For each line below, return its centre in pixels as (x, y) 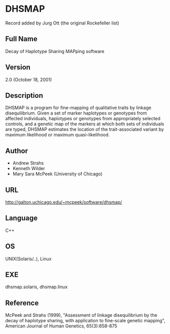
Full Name (21, 39)
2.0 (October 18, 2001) (29, 79)
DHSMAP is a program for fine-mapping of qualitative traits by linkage (78, 108)
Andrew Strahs (28, 163)
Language (22, 218)
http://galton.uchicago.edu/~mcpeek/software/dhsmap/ (64, 202)
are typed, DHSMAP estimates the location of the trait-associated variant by (84, 129)
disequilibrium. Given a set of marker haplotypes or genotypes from (76, 113)
